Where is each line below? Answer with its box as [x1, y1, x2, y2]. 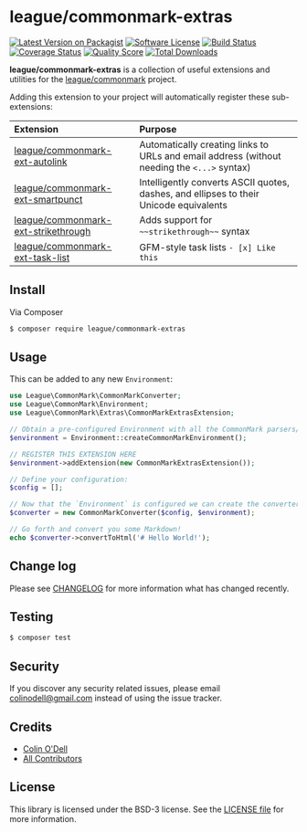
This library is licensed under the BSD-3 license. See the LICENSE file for [9, 804, 285, 815]
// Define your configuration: [9, 475, 129, 484]
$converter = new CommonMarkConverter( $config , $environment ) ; [9, 509, 256, 518]
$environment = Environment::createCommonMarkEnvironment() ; [9, 433, 248, 442]
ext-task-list [14, 251, 70, 264]
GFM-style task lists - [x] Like [139, 240, 276, 253]
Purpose [139, 122, 177, 135]
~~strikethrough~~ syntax [139, 225, 250, 237]
